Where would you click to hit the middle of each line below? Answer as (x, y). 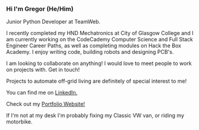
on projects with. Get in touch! (43, 70)
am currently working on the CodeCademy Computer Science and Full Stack (99, 40)
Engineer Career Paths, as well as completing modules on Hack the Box (94, 45)
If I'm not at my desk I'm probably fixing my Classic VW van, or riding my (95, 116)
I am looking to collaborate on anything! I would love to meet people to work (99, 63)
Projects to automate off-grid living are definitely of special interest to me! (97, 81)
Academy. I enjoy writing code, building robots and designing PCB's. (90, 52)
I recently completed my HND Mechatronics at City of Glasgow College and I (100, 33)
